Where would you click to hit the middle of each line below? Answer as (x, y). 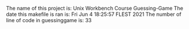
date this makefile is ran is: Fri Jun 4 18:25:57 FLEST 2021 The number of (94, 14)
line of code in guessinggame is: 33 (49, 20)
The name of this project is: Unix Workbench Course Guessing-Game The (95, 8)
